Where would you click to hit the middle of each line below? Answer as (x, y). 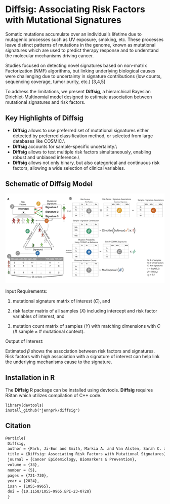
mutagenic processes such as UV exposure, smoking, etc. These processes (84, 40)
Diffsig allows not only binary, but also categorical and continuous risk (86, 163)
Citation (18, 426)
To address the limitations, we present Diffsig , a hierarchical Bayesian (78, 91)
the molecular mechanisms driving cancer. (50, 55)
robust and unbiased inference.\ (46, 157)
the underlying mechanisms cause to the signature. (59, 362)
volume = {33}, (23, 465)
